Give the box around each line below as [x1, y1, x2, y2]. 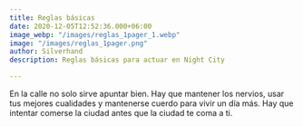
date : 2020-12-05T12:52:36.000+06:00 [9, 22, 152, 31]
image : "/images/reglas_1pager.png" [9, 38, 148, 48]
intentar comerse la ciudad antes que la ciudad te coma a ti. [9, 108, 233, 118]
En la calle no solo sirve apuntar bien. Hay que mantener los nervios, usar [9, 88, 285, 99]
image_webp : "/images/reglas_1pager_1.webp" [9, 30, 181, 39]
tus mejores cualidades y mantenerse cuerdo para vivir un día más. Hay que [9, 98, 294, 109]
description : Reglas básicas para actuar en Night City [9, 55, 225, 64]
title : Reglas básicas [9, 13, 95, 23]
